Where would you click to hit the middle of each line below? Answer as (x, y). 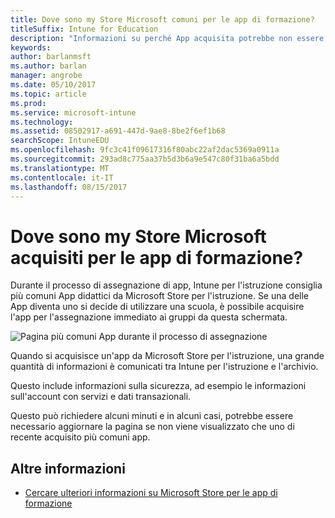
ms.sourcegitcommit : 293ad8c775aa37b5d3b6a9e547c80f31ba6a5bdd (145, 159)
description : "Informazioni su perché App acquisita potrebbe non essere (167, 38)
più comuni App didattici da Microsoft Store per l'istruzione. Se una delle (159, 296)
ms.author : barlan (48, 66)
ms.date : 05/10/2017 (53, 85)
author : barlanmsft (51, 57)
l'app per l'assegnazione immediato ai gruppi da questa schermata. (149, 317)
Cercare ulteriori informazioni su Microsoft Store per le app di (151, 493)
